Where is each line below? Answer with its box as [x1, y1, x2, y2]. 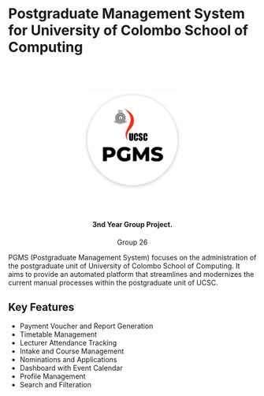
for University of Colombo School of [8, 21, 248, 39]
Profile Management [19, 372, 86, 381]
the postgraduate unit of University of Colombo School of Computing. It [8, 261, 240, 271]
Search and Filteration [19, 380, 92, 390]
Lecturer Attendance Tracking [19, 338, 117, 348]
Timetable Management [19, 330, 97, 339]
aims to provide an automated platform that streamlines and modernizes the [8, 269, 255, 278]
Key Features [8, 301, 75, 314]
